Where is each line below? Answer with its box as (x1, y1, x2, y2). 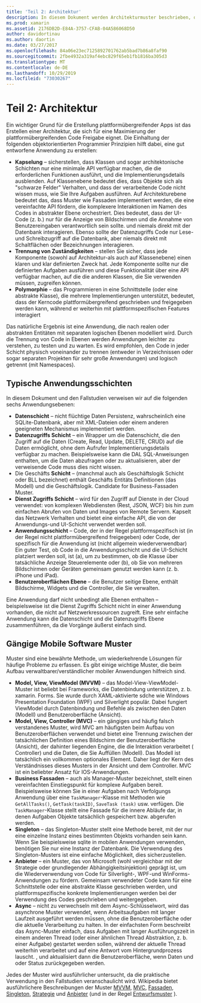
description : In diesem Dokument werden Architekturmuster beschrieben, (6, 14, 191, 20)
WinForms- (162, 870, 190, 877)
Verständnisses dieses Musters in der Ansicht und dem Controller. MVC (14, 762, 191, 769)
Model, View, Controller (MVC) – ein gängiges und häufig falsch (14, 717, 175, 724)
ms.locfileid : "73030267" (6, 76, 71, 82)
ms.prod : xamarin (6, 20, 50, 26)
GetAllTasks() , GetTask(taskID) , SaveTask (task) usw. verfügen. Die (14, 800, 184, 807)
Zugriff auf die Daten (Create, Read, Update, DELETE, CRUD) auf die (14, 438, 184, 445)
